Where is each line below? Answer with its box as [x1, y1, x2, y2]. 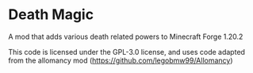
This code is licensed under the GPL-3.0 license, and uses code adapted [8, 47, 246, 56]
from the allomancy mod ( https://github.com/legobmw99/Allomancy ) [8, 56, 233, 65]
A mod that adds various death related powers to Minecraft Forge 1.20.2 [8, 32, 243, 41]
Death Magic [8, 6, 94, 24]
